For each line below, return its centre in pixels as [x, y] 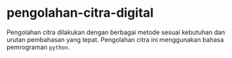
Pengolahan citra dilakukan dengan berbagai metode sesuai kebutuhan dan [116, 32]
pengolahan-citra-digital [80, 13]
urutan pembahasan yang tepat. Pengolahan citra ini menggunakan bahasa [115, 39]
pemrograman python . [38, 47]
